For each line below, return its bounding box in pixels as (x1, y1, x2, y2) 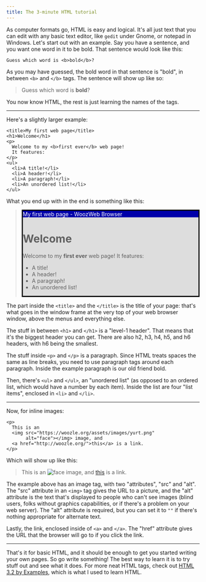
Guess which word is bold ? (21, 86, 90, 94)
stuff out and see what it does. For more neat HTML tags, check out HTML (6, 562, 194, 569)
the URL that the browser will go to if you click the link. (6, 531, 144, 539)
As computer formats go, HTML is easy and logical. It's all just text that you (6, 26, 196, 33)
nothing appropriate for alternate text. (6, 513, 102, 520)
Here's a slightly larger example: (6, 116, 88, 123)
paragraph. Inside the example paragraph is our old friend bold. (6, 365, 167, 372)
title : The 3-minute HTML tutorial (6, 9, 97, 15)
